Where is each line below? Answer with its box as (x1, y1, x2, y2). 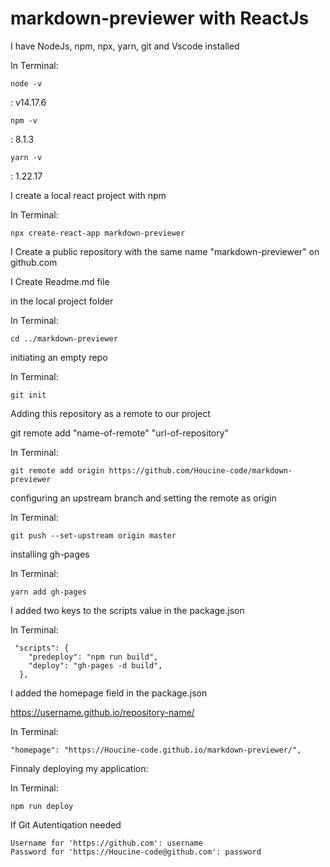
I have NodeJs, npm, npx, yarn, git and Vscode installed (10, 40, 240, 52)
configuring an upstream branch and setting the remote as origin (10, 492, 277, 504)
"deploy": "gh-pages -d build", (28, 660, 163, 671)
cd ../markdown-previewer (10, 333, 118, 344)
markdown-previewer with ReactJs (10, 7, 310, 30)
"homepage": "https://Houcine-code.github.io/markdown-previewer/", (10, 745, 302, 755)
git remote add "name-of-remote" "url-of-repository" (10, 427, 230, 439)
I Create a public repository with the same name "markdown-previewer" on (10, 245, 320, 257)
